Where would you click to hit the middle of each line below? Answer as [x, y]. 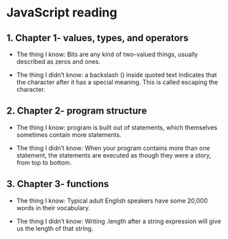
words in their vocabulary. [53, 207]
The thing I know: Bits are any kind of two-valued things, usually [107, 54]
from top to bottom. [44, 162]
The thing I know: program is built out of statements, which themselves [117, 127]
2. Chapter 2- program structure [77, 111]
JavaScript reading [62, 13]
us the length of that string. [55, 228]
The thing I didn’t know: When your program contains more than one [113, 148]
